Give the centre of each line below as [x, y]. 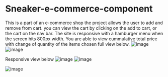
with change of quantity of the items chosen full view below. [67, 44]
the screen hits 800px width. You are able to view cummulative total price [81, 39]
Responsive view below [30, 59]
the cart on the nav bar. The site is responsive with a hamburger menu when [84, 33]
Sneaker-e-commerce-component [79, 9]
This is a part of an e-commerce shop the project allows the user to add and [84, 23]
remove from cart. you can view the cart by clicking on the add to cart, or [81, 28]
